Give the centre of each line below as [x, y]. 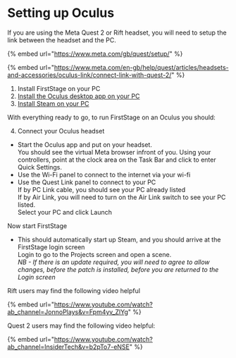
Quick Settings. [39, 167]
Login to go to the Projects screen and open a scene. [94, 254]
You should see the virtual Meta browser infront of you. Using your [114, 152]
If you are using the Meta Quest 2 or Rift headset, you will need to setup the [117, 32]
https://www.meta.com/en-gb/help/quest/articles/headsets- [141, 67]
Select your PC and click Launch [65, 212]
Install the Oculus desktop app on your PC [79, 96]
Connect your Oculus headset [61, 131]
